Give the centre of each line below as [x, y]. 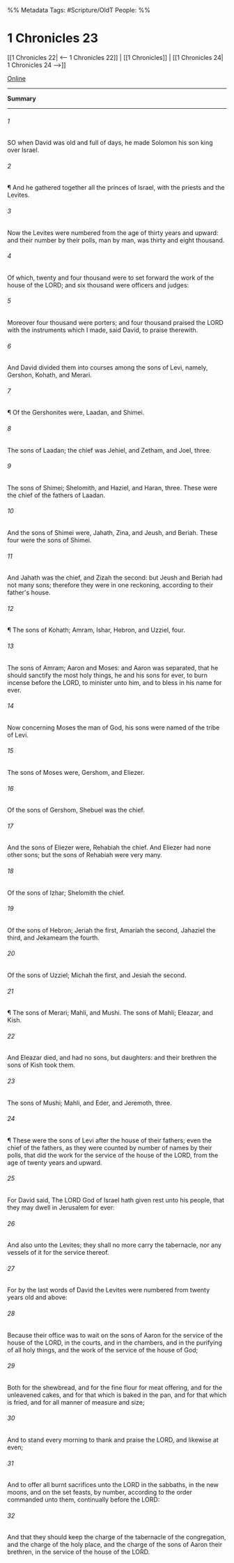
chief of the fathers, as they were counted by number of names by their [110, 1147]
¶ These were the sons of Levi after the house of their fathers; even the [110, 1140]
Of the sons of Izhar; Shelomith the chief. [66, 893]
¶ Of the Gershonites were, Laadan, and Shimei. [76, 413]
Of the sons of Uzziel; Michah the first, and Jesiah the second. [97, 975]
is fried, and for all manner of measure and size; [76, 1402]
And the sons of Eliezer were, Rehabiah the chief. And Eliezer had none [109, 847]
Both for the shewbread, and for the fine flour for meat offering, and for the [115, 1387]
